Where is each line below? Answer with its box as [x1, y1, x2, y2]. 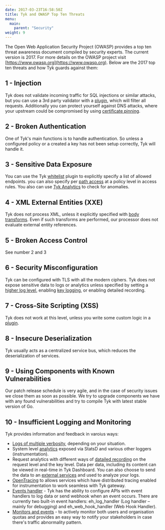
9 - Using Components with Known [5, 367, 115, 375]
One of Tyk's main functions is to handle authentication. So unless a [5, 135, 143, 141]
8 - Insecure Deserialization [5, 334, 92, 343]
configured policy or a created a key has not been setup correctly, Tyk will [5, 140, 156, 146]
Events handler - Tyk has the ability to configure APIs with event [12, 488, 143, 494]
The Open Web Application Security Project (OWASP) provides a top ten [5, 44, 152, 49]
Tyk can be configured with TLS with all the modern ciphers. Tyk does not [5, 276, 155, 282]
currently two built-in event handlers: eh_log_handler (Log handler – [12, 498, 150, 504]
